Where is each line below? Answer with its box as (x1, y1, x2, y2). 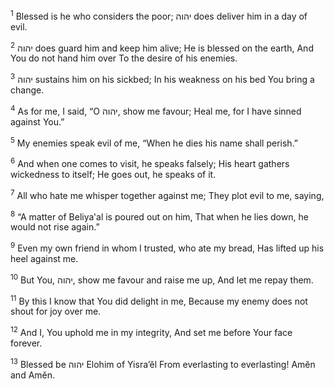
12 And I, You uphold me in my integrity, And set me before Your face (10, 325, 293, 338)
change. (10, 84, 45, 96)
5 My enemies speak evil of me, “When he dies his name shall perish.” (10, 135, 299, 149)
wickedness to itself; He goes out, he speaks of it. (10, 168, 217, 180)
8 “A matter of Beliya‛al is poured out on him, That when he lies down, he (10, 209, 309, 223)
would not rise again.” (10, 221, 100, 233)
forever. (10, 337, 43, 349)
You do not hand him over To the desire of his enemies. (10, 52, 238, 64)
